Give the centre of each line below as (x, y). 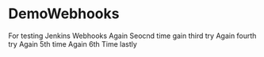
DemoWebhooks (64, 14)
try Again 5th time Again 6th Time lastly (73, 44)
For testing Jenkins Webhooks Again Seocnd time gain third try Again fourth (132, 36)
